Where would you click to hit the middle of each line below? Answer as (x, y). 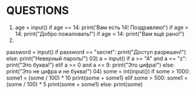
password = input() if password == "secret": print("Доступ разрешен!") (96, 52)
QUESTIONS (38, 11)
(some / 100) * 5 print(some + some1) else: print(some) (75, 84)
